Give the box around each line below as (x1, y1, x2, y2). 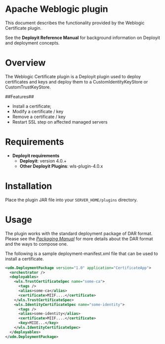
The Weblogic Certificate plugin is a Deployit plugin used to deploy (5, 73, 141, 80)
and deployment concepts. (5, 40, 60, 45)
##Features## (5, 93, 34, 99)
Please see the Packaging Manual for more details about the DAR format (5, 236, 153, 242)
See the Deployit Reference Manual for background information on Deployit (5, 35, 161, 41)
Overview (5, 57, 46, 69)
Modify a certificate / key (12, 108, 64, 114)
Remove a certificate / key (12, 114, 66, 120)
